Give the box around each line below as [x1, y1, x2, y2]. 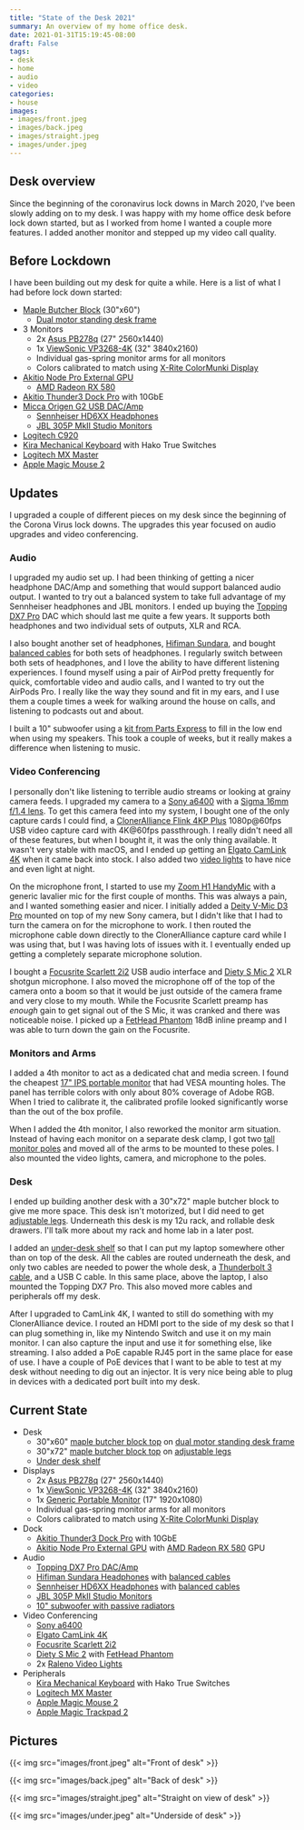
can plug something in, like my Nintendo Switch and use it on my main [9, 1328, 272, 1339]
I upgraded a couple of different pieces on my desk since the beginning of [9, 510, 288, 521]
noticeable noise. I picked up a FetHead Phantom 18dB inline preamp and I [9, 1015, 288, 1025]
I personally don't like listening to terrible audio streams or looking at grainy [9, 785, 291, 796]
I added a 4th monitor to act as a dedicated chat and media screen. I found [9, 1067, 289, 1078]
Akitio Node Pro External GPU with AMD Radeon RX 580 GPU [35, 1543, 266, 1554]
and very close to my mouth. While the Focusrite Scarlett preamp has [9, 995, 269, 1005]
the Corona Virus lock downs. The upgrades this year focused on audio [9, 519, 277, 530]
